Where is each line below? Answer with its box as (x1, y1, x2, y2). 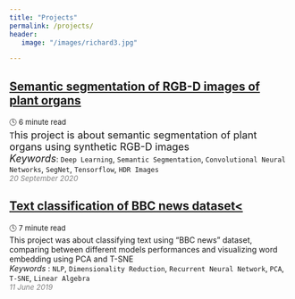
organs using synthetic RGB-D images (9, 140, 190, 154)
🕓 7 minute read (9, 222, 66, 233)
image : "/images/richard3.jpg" (21, 37, 139, 47)
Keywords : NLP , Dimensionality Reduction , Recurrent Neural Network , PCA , (9, 262, 284, 273)
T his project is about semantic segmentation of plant (9, 129, 257, 142)
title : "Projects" (9, 12, 78, 22)
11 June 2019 (9, 282, 54, 292)
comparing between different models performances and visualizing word (9, 244, 278, 254)
